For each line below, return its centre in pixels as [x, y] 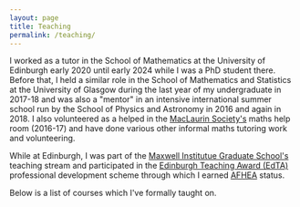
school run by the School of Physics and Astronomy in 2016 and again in [145, 109]
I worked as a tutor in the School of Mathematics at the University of [138, 61]
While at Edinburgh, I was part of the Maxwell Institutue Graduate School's [149, 156]
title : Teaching [40, 26]
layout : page [34, 18]
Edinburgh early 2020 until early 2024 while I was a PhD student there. [143, 70]
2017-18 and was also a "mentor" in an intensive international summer [140, 99]
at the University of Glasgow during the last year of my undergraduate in [145, 90]
